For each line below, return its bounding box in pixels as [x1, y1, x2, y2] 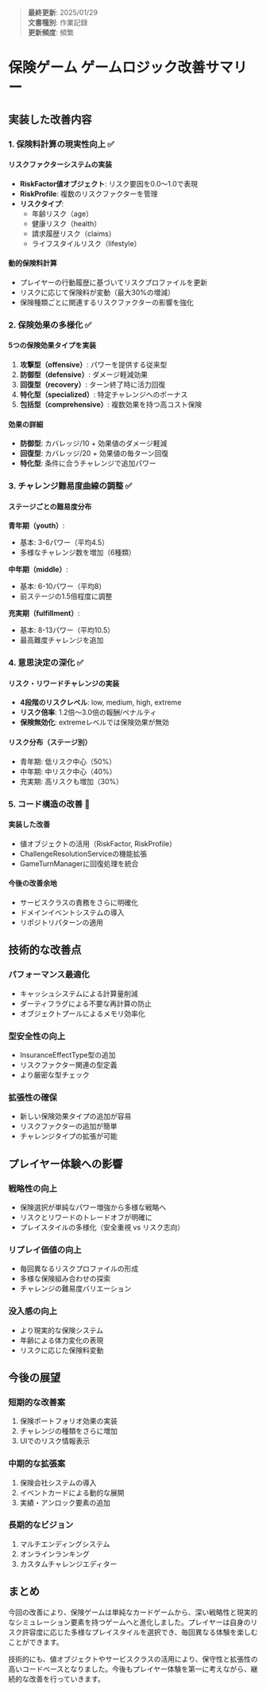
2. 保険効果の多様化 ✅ [8, 319, 92, 330]
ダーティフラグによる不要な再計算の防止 [19, 999, 152, 1008]
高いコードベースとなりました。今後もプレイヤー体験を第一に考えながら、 [8, 1664, 252, 1673]
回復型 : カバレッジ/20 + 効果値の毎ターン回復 [19, 449, 169, 458]
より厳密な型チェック [19, 1070, 90, 1079]
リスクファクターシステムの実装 [8, 159, 113, 170]
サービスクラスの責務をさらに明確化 [19, 898, 139, 908]
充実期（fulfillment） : [8, 609, 81, 618]
